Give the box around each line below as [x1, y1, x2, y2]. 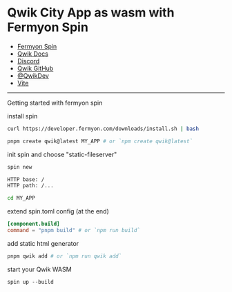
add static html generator [7, 239, 79, 247]
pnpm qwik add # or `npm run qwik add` [7, 253, 122, 260]
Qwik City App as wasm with [7, 5, 175, 21]
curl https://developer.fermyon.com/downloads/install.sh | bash [7, 125, 199, 132]
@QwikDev [17, 71, 50, 80]
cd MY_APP [7, 195, 36, 202]
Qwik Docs [17, 50, 48, 58]
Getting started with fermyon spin [7, 98, 103, 107]
